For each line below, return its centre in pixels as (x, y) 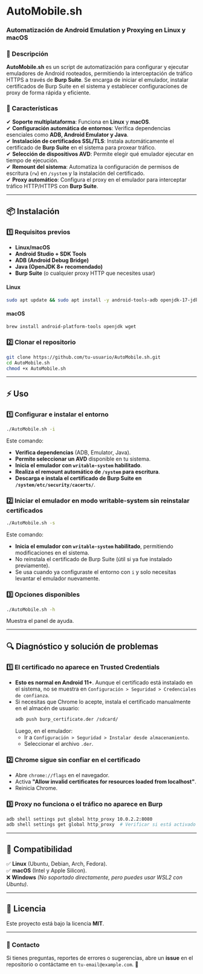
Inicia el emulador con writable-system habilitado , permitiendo (94, 547)
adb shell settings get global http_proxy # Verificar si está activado (101, 824)
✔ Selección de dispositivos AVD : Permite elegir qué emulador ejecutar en (100, 154)
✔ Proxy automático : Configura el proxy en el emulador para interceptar (96, 179)
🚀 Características (32, 108)
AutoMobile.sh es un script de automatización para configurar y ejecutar (98, 67)
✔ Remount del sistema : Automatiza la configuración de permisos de (93, 166)
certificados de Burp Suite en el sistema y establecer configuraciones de (97, 87)
